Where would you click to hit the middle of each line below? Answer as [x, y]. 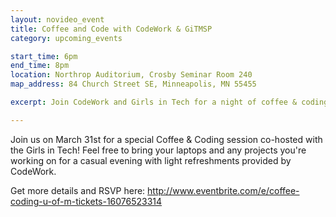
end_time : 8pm [40, 66]
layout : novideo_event [57, 19]
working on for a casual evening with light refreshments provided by [151, 160]
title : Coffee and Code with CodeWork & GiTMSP [111, 29]
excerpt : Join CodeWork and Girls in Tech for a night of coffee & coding [169, 102]
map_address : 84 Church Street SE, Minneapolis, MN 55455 [133, 84]
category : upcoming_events [66, 38]
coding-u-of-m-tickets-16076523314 [86, 201]
